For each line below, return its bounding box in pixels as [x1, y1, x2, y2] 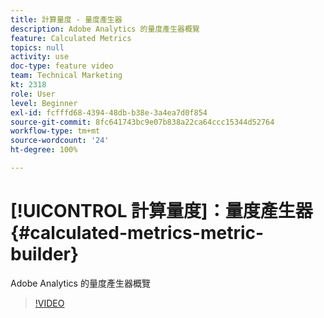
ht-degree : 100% [10, 145, 78, 155]
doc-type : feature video [10, 61, 114, 71]
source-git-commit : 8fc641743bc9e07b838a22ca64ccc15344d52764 [10, 117, 275, 127]
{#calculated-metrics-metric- [10, 222, 265, 245]
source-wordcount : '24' [10, 136, 110, 146]
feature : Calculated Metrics [10, 33, 132, 43]
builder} [10, 243, 80, 266]
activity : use [10, 52, 70, 62]
